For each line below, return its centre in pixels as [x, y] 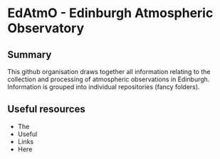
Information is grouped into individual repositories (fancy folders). [104, 87]
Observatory [46, 28]
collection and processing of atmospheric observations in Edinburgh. [109, 79]
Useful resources [46, 109]
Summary [30, 55]
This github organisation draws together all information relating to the [109, 72]
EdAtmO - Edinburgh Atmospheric [110, 13]
